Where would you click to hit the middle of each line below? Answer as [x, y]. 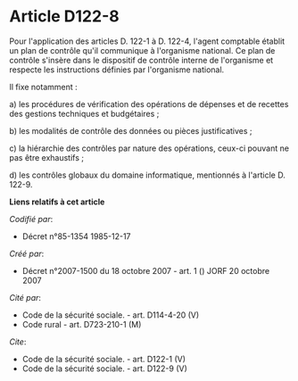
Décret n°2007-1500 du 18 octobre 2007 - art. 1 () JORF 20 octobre [146, 270]
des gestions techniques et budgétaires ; [84, 113]
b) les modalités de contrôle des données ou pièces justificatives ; [131, 130]
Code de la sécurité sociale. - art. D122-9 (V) [104, 369]
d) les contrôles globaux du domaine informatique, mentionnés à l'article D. [147, 175]
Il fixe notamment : [43, 87]
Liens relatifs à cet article [57, 202]
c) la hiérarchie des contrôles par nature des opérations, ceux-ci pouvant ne [149, 148]
